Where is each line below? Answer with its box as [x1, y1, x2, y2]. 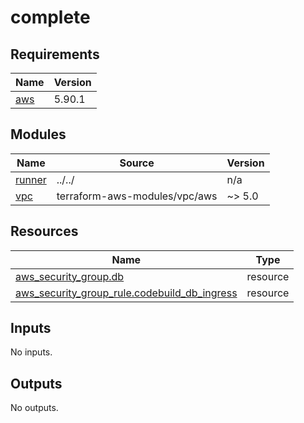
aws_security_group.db [15, 269, 125, 283]
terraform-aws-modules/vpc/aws [56, 189, 218, 203]
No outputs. [10, 402, 59, 414]
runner [15, 172, 47, 186]
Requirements [10, 46, 100, 63]
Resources [10, 223, 79, 240]
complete [10, 6, 91, 29]
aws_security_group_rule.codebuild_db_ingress [15, 286, 238, 300]
